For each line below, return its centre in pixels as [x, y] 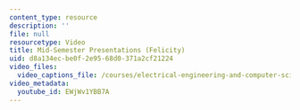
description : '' [39, 26]
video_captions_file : [58, 75]
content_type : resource [54, 17]
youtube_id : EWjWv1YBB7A [63, 91]
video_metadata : [39, 83]
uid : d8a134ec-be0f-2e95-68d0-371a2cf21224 [92, 59]
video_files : [33, 67]
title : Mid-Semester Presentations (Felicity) [97, 51]
